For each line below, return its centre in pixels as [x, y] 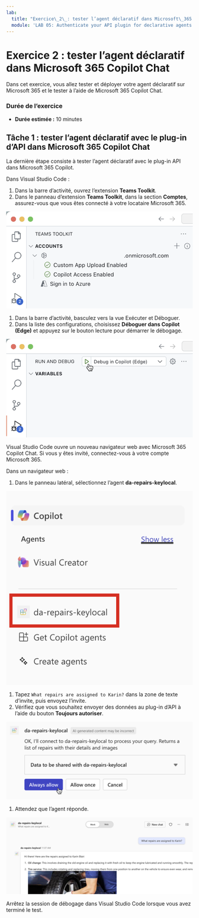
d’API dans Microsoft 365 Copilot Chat [78, 147]
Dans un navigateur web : [37, 471]
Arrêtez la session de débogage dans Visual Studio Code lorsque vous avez [99, 904]
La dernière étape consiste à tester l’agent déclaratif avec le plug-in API [94, 161]
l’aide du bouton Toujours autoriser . [59, 713]
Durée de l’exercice [35, 106]
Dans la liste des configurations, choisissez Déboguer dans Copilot [97, 325]
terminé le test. [25, 910]
